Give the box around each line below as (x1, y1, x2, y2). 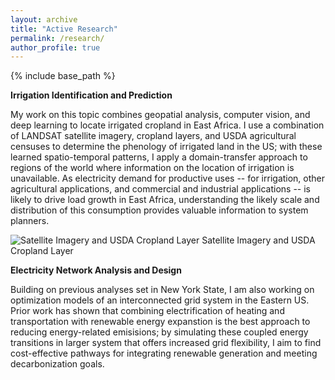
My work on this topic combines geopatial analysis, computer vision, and (10, 109, 311, 121)
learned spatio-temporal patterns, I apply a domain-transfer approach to (10, 151, 308, 163)
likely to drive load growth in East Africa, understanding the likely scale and (10, 194, 320, 206)
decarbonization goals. (10, 358, 105, 370)
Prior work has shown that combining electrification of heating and (10, 305, 285, 317)
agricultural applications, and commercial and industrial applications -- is (10, 183, 312, 195)
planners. (10, 215, 50, 227)
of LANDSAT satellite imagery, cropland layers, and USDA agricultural (10, 130, 297, 142)
